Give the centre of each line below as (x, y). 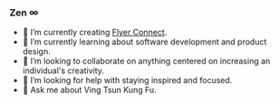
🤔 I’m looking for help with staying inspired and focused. (127, 80)
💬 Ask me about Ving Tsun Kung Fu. (89, 90)
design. (37, 52)
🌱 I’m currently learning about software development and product (144, 42)
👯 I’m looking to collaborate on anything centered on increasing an (146, 61)
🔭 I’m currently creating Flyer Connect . (95, 33)
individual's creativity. (63, 71)
